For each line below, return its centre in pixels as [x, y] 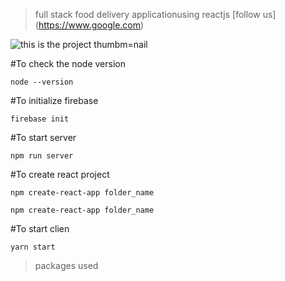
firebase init [40, 119]
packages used [66, 265]
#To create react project [60, 174]
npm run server [42, 156]
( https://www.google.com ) [89, 25]
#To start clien [40, 228]
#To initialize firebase [54, 100]
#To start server [43, 137]
